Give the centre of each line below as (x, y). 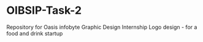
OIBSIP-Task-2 (44, 10)
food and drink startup (35, 33)
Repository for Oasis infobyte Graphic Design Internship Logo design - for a (102, 27)
